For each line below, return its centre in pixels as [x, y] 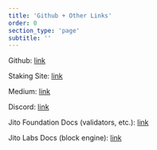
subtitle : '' [30, 38]
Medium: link [29, 92]
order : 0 [23, 23]
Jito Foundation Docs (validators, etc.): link [78, 122]
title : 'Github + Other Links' [60, 16]
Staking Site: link [36, 76]
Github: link [27, 61]
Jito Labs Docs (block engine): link [65, 138]
